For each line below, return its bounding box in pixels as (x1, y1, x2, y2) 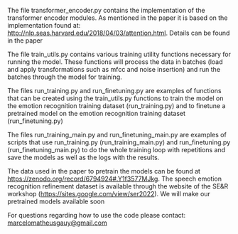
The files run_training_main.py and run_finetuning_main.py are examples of (7, 131, 227, 139)
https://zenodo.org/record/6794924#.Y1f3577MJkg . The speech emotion (7, 174, 222, 183)
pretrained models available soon (7, 197, 105, 206)
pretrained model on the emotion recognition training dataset (7, 110, 186, 117)
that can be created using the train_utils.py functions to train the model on (7, 94, 224, 102)
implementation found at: (7, 21, 81, 29)
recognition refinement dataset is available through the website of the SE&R (7, 182, 229, 191)
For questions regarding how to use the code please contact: (7, 211, 186, 219)
